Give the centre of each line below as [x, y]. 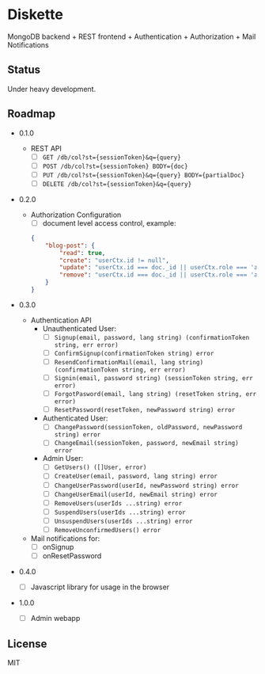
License [27, 644]
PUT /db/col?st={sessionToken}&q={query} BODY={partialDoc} [144, 175]
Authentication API [61, 320]
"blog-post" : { [70, 246]
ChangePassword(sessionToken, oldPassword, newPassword [148, 428]
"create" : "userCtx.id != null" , [114, 260]
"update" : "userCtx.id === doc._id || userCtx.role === [153, 268]
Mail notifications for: [65, 538]
